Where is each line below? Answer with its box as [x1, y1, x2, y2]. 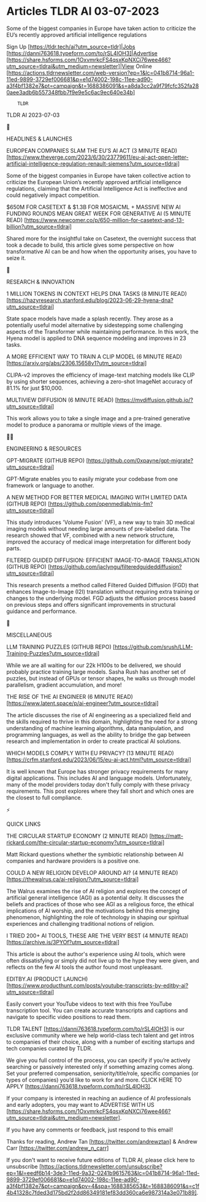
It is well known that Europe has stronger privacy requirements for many [6, 768, 189, 775]
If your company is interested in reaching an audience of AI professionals [6, 1094, 191, 1102]
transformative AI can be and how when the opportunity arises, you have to [6, 247, 197, 255]
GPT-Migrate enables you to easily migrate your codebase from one [6, 475, 178, 482]
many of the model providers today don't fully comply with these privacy [6, 780, 190, 788]
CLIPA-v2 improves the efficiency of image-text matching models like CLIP [6, 371, 195, 379]
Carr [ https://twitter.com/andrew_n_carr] [6, 1144, 109, 1152]
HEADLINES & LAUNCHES [6, 135, 72, 142]
